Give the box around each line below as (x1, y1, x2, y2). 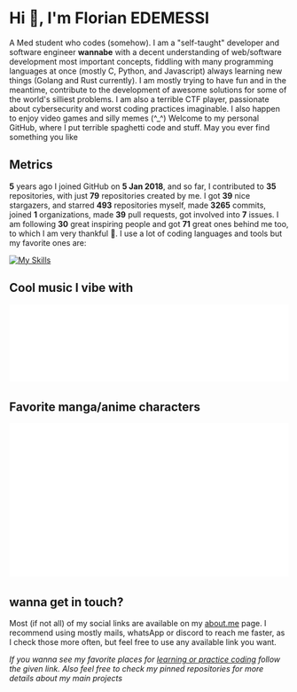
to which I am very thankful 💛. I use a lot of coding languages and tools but (9, 228, 283, 239)
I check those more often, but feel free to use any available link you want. (9, 637, 277, 648)
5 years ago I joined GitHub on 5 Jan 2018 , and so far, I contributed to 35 (9, 181, 277, 192)
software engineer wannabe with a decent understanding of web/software (9, 46, 282, 57)
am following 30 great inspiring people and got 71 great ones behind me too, (9, 218, 289, 229)
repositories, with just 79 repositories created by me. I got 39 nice (9, 190, 251, 201)
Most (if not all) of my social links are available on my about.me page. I (9, 618, 267, 629)
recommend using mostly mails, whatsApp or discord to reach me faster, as (9, 627, 285, 638)
